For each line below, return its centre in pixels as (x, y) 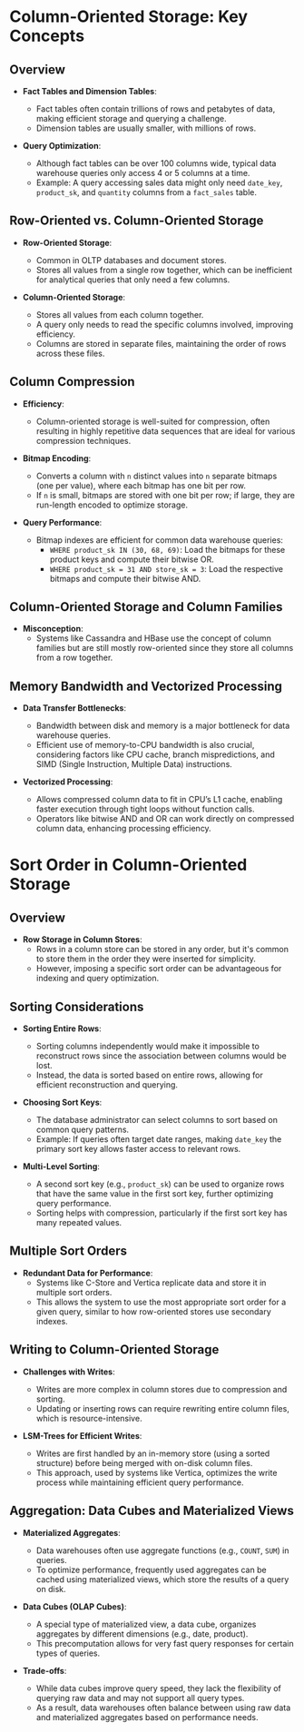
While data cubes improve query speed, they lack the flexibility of (158, 1688)
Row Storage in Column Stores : (82, 940)
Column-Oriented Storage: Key (128, 17)
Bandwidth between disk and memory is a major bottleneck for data (163, 726)
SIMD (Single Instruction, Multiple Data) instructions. (134, 764)
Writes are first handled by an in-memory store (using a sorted (153, 1453)
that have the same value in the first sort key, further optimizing (155, 1194)
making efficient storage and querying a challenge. (131, 118)
